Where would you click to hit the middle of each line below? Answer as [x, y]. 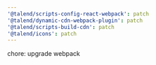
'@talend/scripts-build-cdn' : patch [61, 27]
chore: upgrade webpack [44, 54]
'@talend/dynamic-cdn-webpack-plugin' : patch [75, 20]
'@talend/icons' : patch [42, 34]
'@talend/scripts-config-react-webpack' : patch [78, 14]
